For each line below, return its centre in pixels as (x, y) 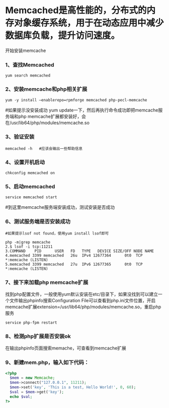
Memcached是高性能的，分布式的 (76, 10)
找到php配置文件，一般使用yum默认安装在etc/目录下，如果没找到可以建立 (82, 294)
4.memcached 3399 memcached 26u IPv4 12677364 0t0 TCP (74, 255)
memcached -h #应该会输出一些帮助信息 (44, 149)
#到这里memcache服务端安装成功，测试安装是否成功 (60, 207)
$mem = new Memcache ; (32, 378)
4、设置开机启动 (25, 162)
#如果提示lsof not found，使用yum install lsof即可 (57, 233)
